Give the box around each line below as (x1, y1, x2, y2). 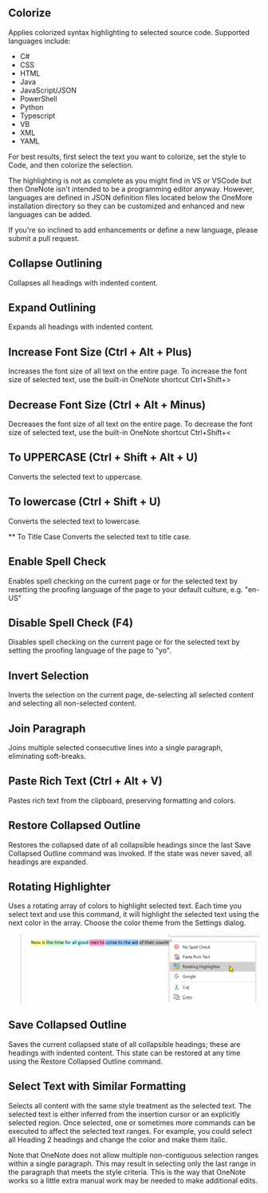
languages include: (8, 36, 71, 45)
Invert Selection (8, 669, 89, 682)
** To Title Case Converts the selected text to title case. (8, 531, 191, 541)
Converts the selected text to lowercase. (8, 516, 141, 526)
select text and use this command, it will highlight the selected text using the (8, 910, 259, 919)
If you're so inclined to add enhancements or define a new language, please (8, 225, 258, 235)
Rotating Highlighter (8, 879, 112, 893)
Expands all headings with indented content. (8, 322, 154, 332)
